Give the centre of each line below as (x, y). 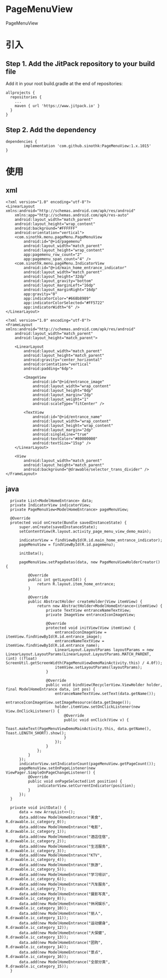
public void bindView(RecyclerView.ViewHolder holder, (104, 685)
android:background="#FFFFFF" (46, 228)
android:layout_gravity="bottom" (58, 281)
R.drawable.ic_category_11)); (37, 918)
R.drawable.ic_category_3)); (36, 851)
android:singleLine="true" (60, 434)
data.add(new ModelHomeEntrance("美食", (61, 817)
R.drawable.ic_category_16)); (37, 956)
